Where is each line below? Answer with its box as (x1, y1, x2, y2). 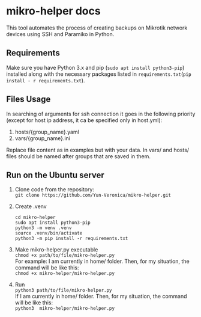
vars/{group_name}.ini (14, 134, 71, 142)
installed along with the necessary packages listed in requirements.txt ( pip (6, 70, 191, 78)
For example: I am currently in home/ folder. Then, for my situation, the (14, 257, 190, 265)
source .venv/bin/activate (14, 230, 83, 236)
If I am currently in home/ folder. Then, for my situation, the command (14, 293, 187, 300)
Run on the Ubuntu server (6, 170, 105, 180)
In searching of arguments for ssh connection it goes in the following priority (6, 110, 196, 117)
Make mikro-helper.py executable (14, 246, 98, 253)
